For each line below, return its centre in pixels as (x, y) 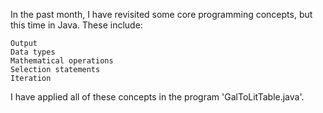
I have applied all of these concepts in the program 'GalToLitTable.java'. (157, 97)
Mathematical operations (62, 61)
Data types (33, 52)
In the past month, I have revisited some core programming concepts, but (161, 14)
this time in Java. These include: (76, 25)
